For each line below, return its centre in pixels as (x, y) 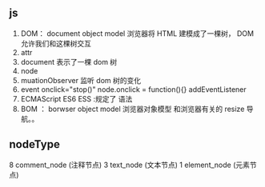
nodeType (35, 144)
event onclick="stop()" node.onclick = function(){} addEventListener (133, 89)
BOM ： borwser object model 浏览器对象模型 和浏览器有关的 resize (132, 109)
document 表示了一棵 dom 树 (69, 62)
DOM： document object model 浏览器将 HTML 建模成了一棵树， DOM (137, 33)
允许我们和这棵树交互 (56, 43)
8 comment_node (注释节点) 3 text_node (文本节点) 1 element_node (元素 (130, 165)
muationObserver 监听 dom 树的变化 (81, 80)
